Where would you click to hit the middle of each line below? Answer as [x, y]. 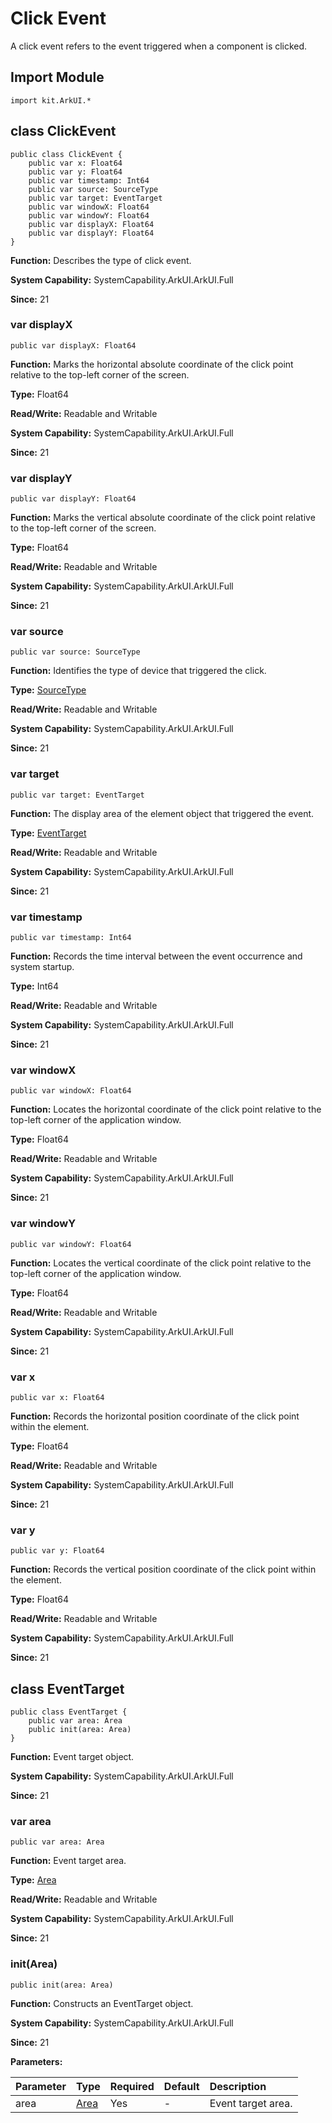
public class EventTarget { [69, 1712]
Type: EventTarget [48, 833]
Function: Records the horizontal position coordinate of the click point [155, 1416]
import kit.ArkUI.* [51, 100]
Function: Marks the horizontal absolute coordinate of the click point [152, 364]
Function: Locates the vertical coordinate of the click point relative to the [161, 1263]
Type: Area [33, 1880]
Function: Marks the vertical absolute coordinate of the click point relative [163, 518]
